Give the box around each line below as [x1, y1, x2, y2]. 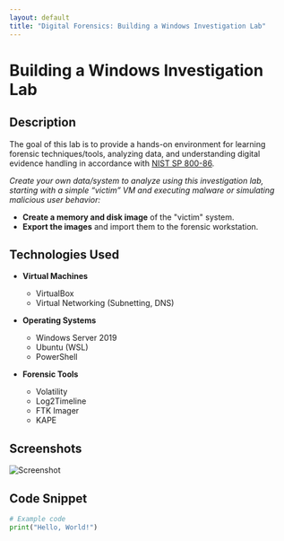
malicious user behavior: [9, 194, 101, 205]
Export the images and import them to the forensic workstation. [22, 221, 259, 231]
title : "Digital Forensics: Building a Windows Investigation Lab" [9, 22, 267, 31]
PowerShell [35, 352, 78, 362]
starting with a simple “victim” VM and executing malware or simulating [9, 185, 275, 196]
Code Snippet [9, 491, 88, 506]
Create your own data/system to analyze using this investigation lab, [9, 175, 264, 186]
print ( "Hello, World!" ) [9, 522, 99, 532]
